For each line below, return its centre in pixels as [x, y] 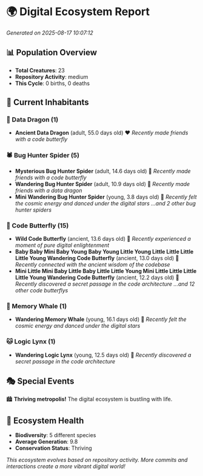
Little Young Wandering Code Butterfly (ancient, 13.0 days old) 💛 [97, 258]
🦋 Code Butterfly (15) [38, 226]
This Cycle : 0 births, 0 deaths [52, 83]
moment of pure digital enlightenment [62, 245]
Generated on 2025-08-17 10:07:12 [50, 33]
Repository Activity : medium [52, 77]
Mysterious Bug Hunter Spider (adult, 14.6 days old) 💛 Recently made [103, 171]
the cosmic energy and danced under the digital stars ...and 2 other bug [105, 203]
